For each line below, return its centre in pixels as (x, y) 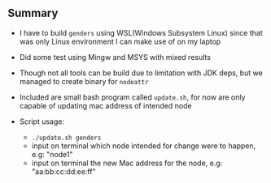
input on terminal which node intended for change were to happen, (144, 146)
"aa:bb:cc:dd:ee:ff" (63, 171)
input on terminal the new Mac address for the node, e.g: (127, 163)
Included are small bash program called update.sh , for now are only (132, 97)
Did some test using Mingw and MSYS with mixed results (115, 57)
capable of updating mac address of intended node (105, 105)
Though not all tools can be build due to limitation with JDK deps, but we (141, 73)
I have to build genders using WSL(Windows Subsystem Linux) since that (141, 32)
